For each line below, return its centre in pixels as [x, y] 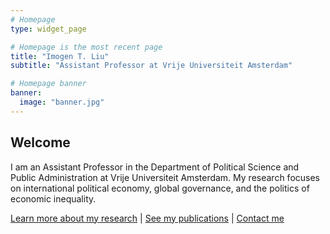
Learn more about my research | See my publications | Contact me [147, 218]
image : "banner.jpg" [62, 102]
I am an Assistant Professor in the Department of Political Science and [155, 167]
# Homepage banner [48, 84]
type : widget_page [48, 29]
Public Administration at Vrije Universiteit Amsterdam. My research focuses [165, 177]
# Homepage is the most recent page [86, 47]
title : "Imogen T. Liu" [60, 56]
